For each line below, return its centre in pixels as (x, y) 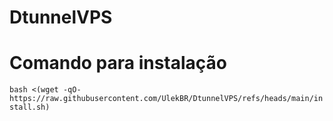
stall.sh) (30, 107)
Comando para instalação (118, 63)
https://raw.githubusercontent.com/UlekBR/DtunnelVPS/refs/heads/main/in (166, 99)
